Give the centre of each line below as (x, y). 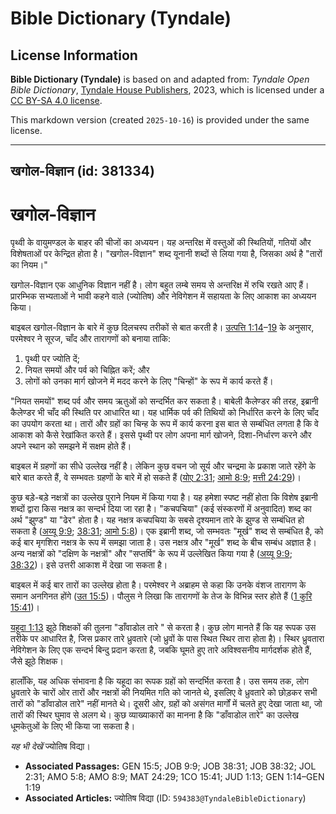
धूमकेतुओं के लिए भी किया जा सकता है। (73, 726)
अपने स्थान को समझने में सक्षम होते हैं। (71, 446)
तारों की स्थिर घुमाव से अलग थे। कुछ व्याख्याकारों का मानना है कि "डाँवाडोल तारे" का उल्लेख (154, 715)
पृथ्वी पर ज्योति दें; (52, 359)
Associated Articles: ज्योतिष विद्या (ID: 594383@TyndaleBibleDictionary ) (165, 798)
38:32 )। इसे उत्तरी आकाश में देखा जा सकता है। (89, 565)
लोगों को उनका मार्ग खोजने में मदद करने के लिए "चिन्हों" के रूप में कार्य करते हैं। (149, 381)
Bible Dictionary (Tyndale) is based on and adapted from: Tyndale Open (160, 79)
